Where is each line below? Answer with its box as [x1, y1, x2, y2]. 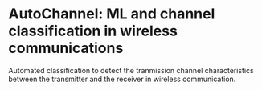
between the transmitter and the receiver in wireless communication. [8, 74, 236, 84]
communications [8, 39, 124, 57]
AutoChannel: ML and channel [8, 5, 215, 23]
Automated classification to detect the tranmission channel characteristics [8, 65, 255, 75]
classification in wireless [8, 22, 178, 40]
